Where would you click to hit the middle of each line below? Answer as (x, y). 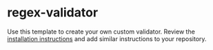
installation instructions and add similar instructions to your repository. (107, 38)
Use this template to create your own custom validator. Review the (101, 32)
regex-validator (53, 13)
